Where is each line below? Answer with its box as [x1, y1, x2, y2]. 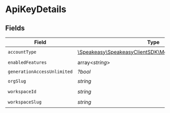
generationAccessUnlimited [8, 69, 73, 74]
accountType [8, 49, 37, 55]
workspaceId [8, 89, 37, 94]
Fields [5, 24, 25, 32]
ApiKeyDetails [5, 4, 67, 15]
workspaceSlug [8, 99, 42, 105]
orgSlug [8, 78, 26, 84]
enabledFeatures [8, 59, 47, 65]
